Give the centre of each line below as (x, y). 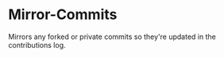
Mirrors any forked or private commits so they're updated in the (112, 37)
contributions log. (37, 44)
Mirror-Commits (63, 15)
